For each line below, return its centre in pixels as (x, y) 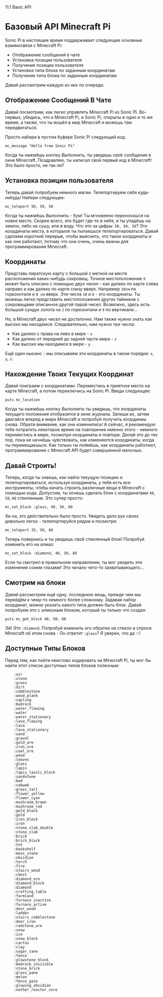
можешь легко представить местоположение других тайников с (72, 300)
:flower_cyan (27, 798)
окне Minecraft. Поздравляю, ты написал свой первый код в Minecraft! (78, 160)
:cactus (21, 943)
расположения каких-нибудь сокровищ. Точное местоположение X (75, 279)
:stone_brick (27, 968)
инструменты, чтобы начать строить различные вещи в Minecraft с (75, 488)
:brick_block (27, 840)
